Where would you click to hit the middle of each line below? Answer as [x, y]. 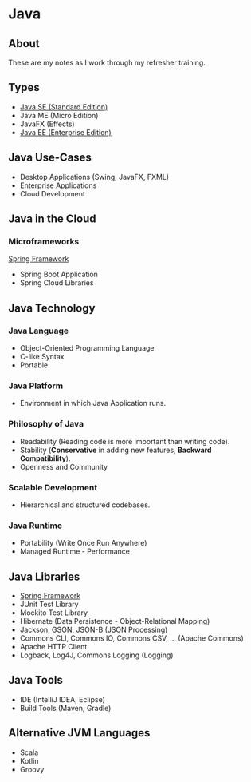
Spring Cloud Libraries [57, 283]
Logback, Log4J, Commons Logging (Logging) [96, 655]
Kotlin [29, 760]
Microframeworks [44, 241]
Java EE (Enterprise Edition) [65, 132]
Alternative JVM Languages [79, 733]
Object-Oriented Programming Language [87, 348]
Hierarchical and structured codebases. [85, 505]
